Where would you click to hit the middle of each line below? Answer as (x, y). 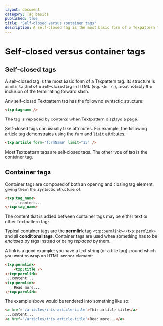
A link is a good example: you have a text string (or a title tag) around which (81, 251)
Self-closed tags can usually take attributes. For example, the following (76, 129)
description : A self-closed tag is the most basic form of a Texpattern (80, 28)
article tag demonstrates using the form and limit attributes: (65, 134)
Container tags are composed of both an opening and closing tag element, (80, 184)
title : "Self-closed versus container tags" (51, 23)
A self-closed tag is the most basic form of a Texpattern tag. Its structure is (80, 81)
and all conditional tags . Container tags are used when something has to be (81, 236)
